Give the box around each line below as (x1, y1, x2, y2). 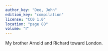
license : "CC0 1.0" (5, 17, 46, 22)
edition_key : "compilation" (5, 12, 64, 17)
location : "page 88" (5, 21, 49, 27)
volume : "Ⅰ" (5, 26, 29, 31)
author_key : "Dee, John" (5, 7, 57, 13)
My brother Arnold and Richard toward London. (5, 40, 103, 46)
